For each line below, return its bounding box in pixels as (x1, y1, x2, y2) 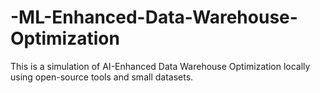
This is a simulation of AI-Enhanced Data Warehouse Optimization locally (10, 60, 311, 72)
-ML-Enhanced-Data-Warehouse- (10, 6, 298, 29)
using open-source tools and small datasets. (10, 71, 194, 83)
